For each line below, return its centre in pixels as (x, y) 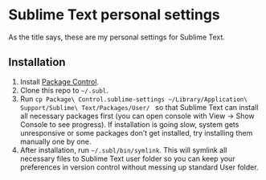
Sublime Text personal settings (115, 15)
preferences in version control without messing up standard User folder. (139, 167)
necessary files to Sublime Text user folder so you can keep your (127, 158)
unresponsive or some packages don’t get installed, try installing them (136, 133)
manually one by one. (55, 141)
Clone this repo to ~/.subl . (64, 90)
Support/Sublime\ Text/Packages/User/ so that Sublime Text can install (139, 107)
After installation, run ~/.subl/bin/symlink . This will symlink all (123, 149)
